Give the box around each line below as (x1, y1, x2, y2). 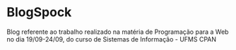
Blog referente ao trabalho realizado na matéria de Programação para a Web (6, 27, 229, 36)
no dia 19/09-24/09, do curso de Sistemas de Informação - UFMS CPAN (6, 35, 217, 43)
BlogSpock (6, 4, 72, 20)
